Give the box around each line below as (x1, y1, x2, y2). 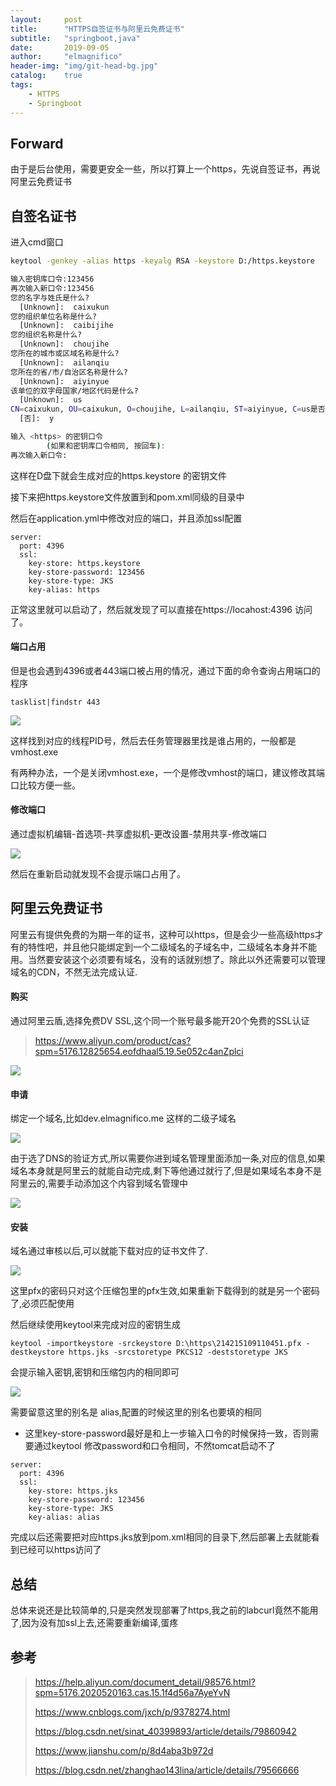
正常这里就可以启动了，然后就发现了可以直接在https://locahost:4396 (10, 603, 293, 615)
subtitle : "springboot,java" (10, 33, 141, 43)
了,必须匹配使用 (10, 1297, 75, 1310)
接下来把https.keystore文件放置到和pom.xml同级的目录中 (10, 491, 245, 503)
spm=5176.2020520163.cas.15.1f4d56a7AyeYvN (34, 1687, 231, 1699)
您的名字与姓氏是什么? (10, 292, 90, 303)
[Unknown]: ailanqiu (19, 357, 110, 368)
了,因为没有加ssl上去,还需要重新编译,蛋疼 (10, 1617, 179, 1629)
